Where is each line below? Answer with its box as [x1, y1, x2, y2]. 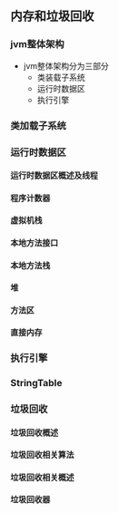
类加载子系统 [10, 119, 67, 131]
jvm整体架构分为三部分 [23, 60, 110, 71]
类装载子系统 [36, 72, 85, 82]
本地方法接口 [10, 237, 58, 247]
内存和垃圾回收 [10, 8, 94, 24]
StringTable [10, 377, 63, 390]
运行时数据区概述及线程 [10, 170, 98, 181]
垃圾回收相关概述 [10, 471, 74, 482]
